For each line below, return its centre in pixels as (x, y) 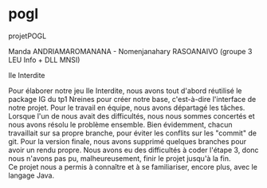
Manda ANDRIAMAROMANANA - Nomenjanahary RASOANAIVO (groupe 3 (130, 51)
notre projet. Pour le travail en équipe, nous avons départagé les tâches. (127, 108)
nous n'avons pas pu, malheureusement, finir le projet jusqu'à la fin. (120, 158)
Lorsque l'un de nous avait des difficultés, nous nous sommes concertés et (132, 116)
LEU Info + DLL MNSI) (44, 60)
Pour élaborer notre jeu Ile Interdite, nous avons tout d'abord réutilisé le (125, 90)
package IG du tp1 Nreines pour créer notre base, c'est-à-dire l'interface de (132, 99)
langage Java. (31, 175)
